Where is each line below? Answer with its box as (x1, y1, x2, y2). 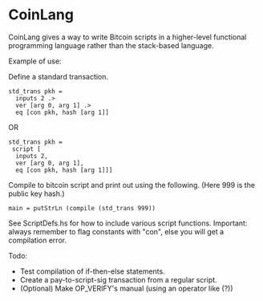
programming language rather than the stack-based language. (8, 40, 214, 50)
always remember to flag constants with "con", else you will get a (8, 226, 225, 236)
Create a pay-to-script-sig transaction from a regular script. (19, 275, 218, 284)
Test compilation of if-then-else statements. (19, 266, 166, 276)
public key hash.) (8, 189, 66, 198)
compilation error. (8, 235, 67, 245)
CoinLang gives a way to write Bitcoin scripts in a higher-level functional (8, 32, 247, 42)
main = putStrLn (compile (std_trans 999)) (8, 204, 156, 212)
